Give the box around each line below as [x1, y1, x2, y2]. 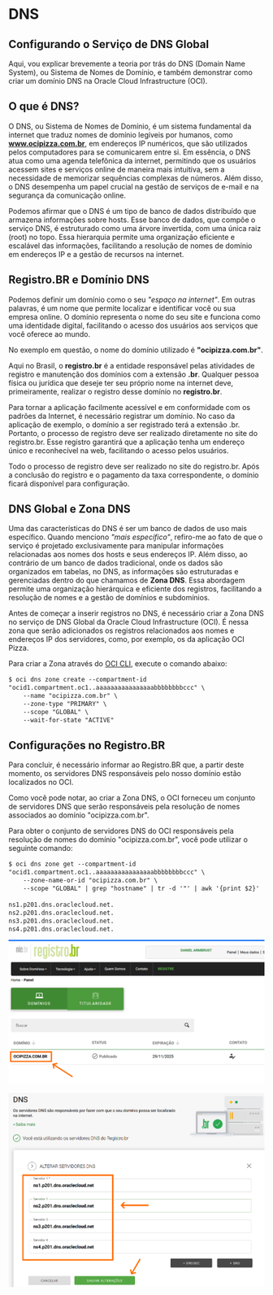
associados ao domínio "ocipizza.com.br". [8, 810, 149, 820]
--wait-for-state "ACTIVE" [23, 717, 115, 725]
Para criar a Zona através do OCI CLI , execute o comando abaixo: [8, 659, 227, 669]
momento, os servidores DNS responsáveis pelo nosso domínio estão [8, 769, 241, 778]
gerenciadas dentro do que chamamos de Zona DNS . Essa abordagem [8, 575, 245, 586]
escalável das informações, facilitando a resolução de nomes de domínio [8, 241, 253, 251]
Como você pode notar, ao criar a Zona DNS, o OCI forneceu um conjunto [8, 793, 256, 803]
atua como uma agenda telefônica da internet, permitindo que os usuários [8, 155, 257, 165]
